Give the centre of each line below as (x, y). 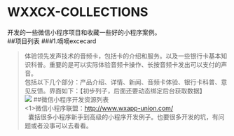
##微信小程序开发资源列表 (71, 99)
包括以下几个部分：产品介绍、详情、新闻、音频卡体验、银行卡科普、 (123, 82)
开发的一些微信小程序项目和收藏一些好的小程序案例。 (84, 32)
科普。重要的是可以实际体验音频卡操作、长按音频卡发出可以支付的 (126, 64)
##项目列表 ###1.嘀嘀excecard (52, 41)
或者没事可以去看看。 (61, 126)
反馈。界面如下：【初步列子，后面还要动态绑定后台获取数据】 (118, 91)
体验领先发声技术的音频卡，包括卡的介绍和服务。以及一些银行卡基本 (123, 56)
